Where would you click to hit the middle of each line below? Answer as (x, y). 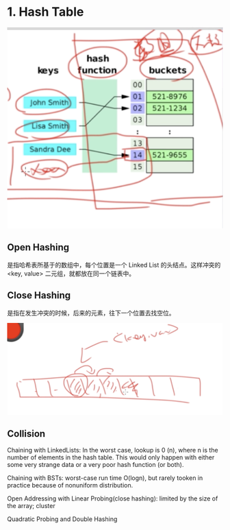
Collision (26, 434)
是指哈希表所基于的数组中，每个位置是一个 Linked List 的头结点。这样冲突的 (114, 265)
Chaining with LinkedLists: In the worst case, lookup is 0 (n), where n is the (113, 450)
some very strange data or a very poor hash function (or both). (95, 465)
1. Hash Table (46, 12)
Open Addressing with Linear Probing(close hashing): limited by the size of (113, 498)
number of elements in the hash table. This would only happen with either (111, 457)
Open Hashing (38, 248)
